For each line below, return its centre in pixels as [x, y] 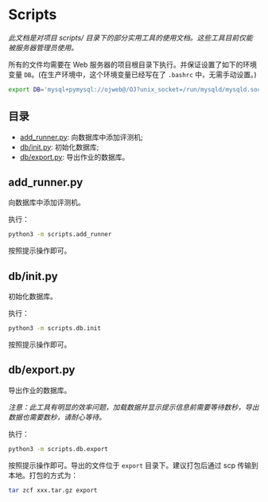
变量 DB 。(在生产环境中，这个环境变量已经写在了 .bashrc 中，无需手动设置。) [132, 74]
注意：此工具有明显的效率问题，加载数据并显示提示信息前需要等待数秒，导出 [134, 407]
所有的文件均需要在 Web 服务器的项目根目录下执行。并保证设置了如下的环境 [132, 64]
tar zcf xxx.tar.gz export [53, 490]
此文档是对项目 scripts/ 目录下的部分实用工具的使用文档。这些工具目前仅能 [130, 37]
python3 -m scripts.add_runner [60, 235]
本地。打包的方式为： [43, 475]
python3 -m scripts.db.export [58, 449]
